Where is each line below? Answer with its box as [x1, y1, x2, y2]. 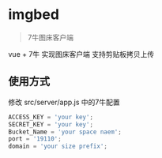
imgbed [8, 6, 59, 24]
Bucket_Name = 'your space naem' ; [8, 128, 122, 136]
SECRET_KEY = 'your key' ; [8, 120, 93, 128]
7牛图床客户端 [27, 32, 73, 42]
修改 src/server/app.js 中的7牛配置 [8, 97, 120, 107]
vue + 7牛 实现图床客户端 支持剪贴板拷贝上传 [8, 49, 155, 58]
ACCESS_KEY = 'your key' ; [8, 113, 93, 121]
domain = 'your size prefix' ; [8, 142, 108, 151]
